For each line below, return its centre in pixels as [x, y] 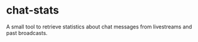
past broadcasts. [27, 33]
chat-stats [33, 10]
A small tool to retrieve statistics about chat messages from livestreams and [99, 27]
